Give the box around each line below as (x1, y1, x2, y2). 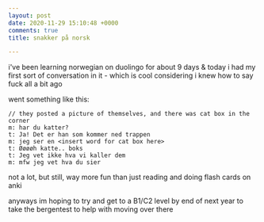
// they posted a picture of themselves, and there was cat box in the (8, 110, 250, 118)
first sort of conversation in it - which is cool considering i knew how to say (8, 71, 254, 80)
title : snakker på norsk (8, 33, 90, 42)
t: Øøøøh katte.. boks (8, 144, 83, 153)
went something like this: (8, 94, 90, 104)
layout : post (8, 11, 52, 20)
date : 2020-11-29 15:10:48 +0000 (8, 19, 119, 27)
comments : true (8, 26, 59, 34)
